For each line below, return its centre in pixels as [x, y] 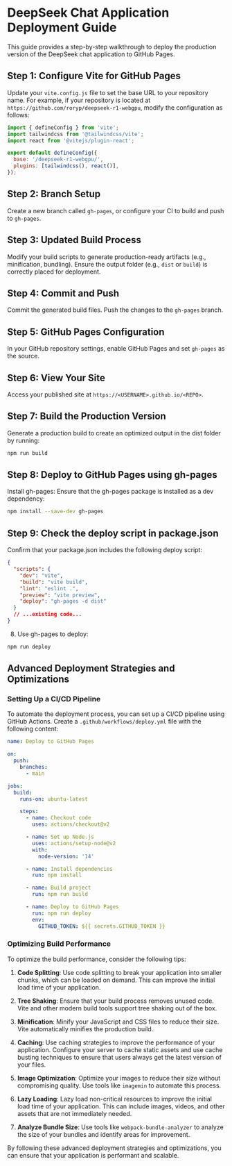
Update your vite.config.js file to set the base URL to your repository [108, 92]
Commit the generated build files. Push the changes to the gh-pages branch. [115, 310]
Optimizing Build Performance [59, 944]
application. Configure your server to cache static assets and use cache [120, 1049]
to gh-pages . [24, 218]
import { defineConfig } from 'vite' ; [63, 127]
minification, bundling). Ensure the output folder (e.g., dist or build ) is [107, 264]
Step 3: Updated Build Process [74, 240]
